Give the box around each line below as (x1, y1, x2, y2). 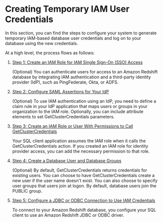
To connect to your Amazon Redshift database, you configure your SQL (12, 207, 157, 213)
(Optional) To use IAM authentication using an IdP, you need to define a (12, 98, 157, 104)
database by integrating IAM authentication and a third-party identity (12, 74, 151, 80)
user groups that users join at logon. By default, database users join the (12, 182, 157, 189)
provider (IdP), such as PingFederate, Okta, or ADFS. (12, 79, 119, 85)
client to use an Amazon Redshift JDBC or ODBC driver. (12, 212, 124, 218)
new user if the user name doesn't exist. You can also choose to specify (12, 178, 158, 183)
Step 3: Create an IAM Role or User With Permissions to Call (12, 123, 133, 129)
